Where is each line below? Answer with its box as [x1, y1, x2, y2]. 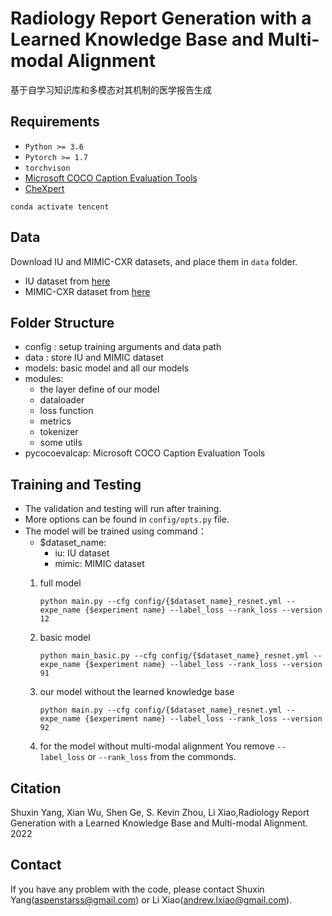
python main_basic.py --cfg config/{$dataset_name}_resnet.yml [39, 651, 310, 661]
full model [39, 577, 82, 589]
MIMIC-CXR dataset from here [24, 285, 151, 297]
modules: [24, 373, 64, 385]
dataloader [39, 394, 85, 406]
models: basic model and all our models [24, 362, 190, 374]
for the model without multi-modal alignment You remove [39, 740, 275, 752]
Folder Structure [10, 314, 115, 331]
